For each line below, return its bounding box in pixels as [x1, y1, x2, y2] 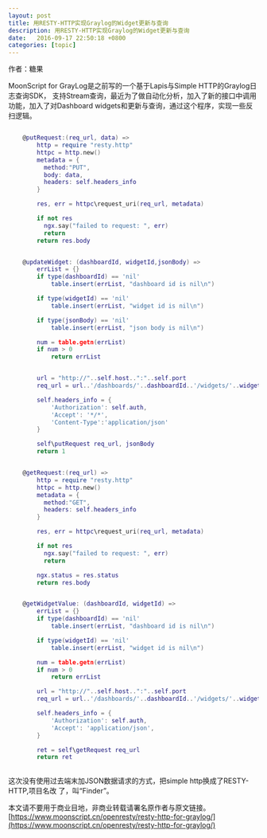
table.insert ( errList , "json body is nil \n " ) [50, 323, 204, 331]
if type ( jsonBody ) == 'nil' [37, 316, 130, 324]
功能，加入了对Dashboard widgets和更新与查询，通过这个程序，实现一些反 [8, 101, 253, 111]
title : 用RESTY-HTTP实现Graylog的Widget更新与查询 [8, 19, 168, 27]
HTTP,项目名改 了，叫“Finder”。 [8, 786, 114, 796]
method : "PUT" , [43, 163, 91, 171]
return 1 [37, 448, 66, 456]
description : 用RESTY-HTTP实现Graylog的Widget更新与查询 [8, 26, 190, 34]
